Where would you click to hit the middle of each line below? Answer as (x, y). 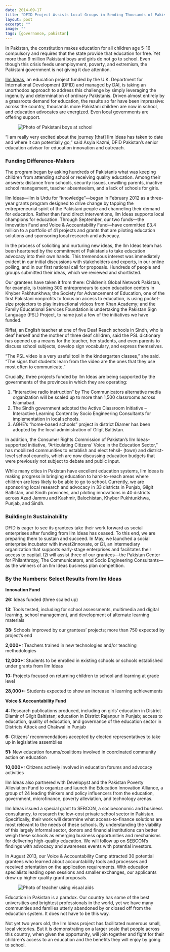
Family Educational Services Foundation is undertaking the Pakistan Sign (81, 309)
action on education (26, 757)
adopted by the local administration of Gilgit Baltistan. (68, 430)
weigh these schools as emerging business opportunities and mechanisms (83, 835)
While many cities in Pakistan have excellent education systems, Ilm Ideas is (84, 471)
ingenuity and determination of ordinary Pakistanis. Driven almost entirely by (85, 96)
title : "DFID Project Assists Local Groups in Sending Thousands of (79, 15)
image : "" (16, 29)
